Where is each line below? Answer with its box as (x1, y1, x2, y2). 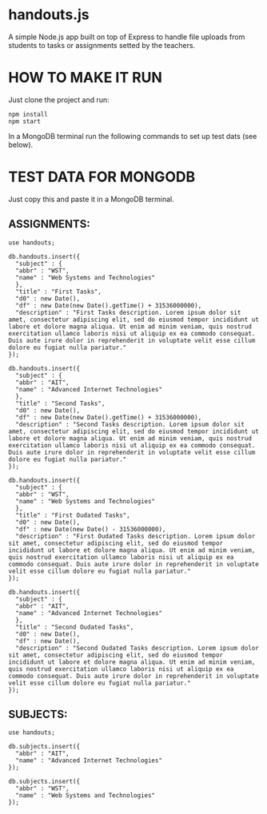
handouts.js (8, 6, 90, 24)
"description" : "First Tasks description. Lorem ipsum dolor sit (15, 308, 241, 316)
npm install (8, 110, 48, 118)
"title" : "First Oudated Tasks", (15, 511, 130, 519)
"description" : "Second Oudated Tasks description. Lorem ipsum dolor (15, 644, 260, 652)
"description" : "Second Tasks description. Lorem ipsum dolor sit (15, 420, 245, 428)
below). (8, 140, 34, 149)
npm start (8, 117, 42, 125)
